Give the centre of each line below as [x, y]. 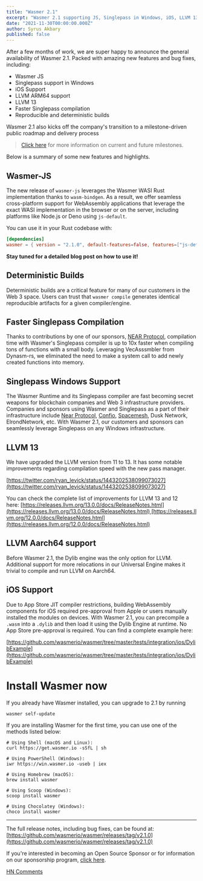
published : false [28, 35]
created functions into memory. [45, 362]
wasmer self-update [31, 714]
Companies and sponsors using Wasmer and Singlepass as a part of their [98, 409]
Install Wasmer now [57, 686]
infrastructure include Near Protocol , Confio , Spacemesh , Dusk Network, [97, 416]
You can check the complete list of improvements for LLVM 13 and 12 [92, 498]
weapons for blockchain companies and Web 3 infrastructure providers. [96, 403]
